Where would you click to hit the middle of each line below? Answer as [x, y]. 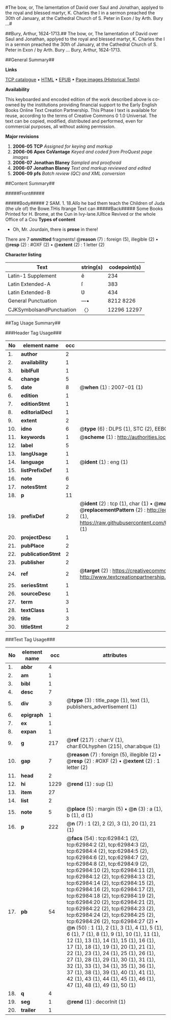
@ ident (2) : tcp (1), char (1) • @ [119, 504]
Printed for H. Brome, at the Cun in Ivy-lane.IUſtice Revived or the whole [81, 214]
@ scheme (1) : [98, 437]
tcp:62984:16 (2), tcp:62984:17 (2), [111, 889]
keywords [33, 437]
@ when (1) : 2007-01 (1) [111, 387]
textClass [33, 610]
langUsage [34, 454]
